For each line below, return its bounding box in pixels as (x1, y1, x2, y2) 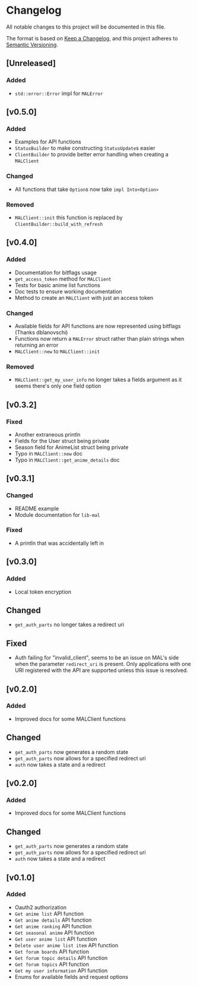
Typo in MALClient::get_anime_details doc (14, 456, 120, 463)
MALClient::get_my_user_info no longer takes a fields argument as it (14, 376, 182, 384)
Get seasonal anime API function (14, 929, 95, 936)
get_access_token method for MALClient (14, 275, 112, 282)
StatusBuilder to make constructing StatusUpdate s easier (14, 145, 155, 152)
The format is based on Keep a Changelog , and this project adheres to (6, 34, 178, 42)
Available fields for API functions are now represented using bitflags (14, 322, 181, 329)
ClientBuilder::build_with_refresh (14, 221, 103, 227)
